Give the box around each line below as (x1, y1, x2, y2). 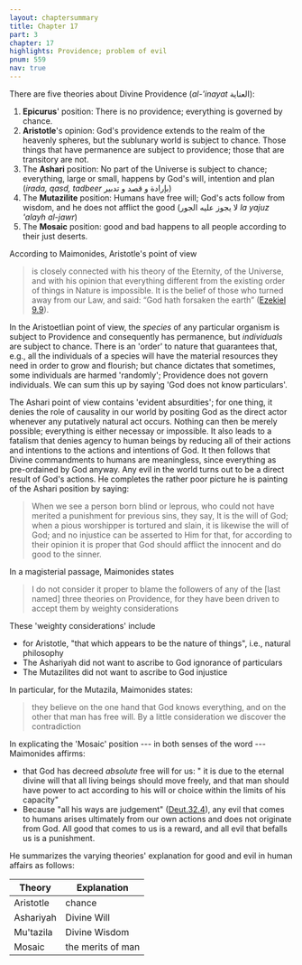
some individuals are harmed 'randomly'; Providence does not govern (9, 370, 269, 380)
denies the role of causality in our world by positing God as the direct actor (9, 406, 288, 417)
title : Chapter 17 (9, 22, 78, 31)
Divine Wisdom (65, 925, 130, 938)
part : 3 (9, 30, 39, 39)
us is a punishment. (22, 832, 96, 843)
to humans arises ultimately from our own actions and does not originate (22, 813, 292, 824)
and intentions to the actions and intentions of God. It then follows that (9, 445, 270, 455)
